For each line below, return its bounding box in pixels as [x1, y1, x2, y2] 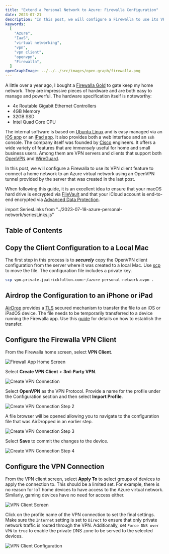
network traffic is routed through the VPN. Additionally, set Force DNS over [5, 522, 159, 528]
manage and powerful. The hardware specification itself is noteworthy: [5, 93, 152, 99]
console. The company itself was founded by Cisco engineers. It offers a [5, 139, 156, 145]
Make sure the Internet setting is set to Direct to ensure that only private [5, 517, 157, 523]
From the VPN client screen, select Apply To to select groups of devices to [5, 476, 160, 482]
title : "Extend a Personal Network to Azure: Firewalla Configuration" [5, 7, 158, 13]
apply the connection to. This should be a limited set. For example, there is [5, 481, 160, 487]
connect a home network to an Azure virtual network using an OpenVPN [5, 171, 155, 177]
